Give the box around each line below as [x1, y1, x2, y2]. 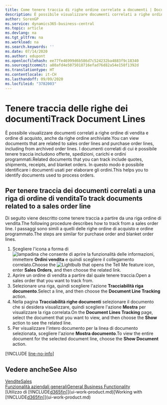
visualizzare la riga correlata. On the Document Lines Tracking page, [12, 309, 153, 315]
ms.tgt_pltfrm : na [5, 35, 43, 40]
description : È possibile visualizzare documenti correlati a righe [5, 12, 150, 17]
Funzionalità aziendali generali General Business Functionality [5, 384, 131, 390]
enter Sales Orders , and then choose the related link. [12, 267, 122, 273]
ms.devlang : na [5, 30, 37, 35]
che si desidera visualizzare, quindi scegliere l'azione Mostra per [12, 304, 146, 310]
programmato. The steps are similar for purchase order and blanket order [5, 231, 154, 237]
